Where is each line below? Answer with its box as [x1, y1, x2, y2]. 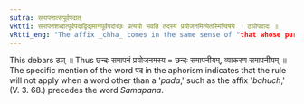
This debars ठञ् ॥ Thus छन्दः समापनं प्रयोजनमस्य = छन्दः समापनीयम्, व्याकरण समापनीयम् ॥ [9, 55, 287, 66]
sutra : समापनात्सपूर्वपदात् [9, 13, 81, 23]
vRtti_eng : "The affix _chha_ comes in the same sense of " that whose [9, 30, 281, 39]
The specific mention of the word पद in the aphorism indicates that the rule [9, 65, 287, 76]
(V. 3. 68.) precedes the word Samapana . [9, 85, 165, 96]
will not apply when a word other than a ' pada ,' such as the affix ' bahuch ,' [9, 75, 285, 86]
